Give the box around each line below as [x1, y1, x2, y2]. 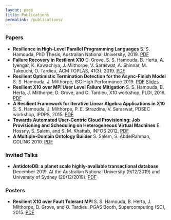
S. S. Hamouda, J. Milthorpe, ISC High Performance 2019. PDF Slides [12, 78, 159, 85]
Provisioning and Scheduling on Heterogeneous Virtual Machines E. [12, 122, 161, 129]
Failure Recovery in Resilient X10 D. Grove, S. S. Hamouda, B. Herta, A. [12, 57, 164, 63]
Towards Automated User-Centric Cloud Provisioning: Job [12, 117, 140, 123]
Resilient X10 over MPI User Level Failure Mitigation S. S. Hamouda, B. [12, 84, 164, 90]
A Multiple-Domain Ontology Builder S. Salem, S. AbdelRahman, [12, 133, 151, 139]
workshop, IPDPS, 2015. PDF [12, 111, 74, 117]
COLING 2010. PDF [12, 138, 53, 144]
